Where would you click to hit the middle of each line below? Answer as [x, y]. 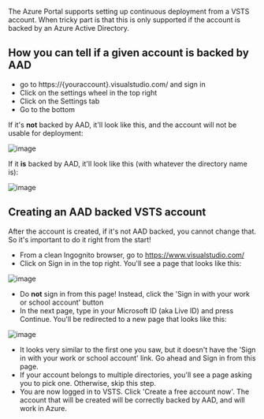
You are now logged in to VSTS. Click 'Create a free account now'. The [134, 391]
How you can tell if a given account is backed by [129, 53]
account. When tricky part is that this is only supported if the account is [124, 20]
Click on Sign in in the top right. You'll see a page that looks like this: [130, 263]
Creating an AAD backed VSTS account [107, 212]
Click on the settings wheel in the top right [88, 92]
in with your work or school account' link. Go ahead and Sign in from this [138, 357]
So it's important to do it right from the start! [80, 239]
